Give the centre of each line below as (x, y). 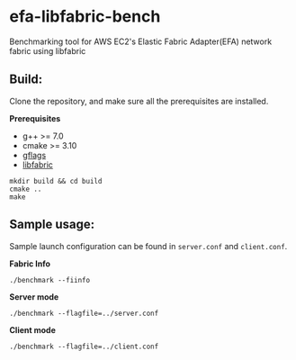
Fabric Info (30, 264)
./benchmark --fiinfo (50, 280)
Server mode (34, 297)
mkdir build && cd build (56, 181)
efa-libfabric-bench (85, 17)
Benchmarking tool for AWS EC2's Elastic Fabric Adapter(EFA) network (141, 41)
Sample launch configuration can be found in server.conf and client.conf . (148, 246)
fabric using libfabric (48, 50)
